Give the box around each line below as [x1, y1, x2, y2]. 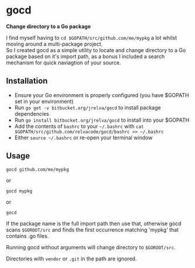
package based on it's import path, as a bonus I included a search [6, 53, 165, 60]
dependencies [14, 110, 50, 117]
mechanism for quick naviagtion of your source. [6, 59, 121, 66]
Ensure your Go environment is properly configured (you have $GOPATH [14, 91, 189, 98]
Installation [6, 76, 48, 86]
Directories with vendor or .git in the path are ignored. [6, 255, 137, 262]
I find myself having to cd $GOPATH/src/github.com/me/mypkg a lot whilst [6, 34, 177, 41]
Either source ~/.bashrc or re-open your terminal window [14, 134, 153, 141]
